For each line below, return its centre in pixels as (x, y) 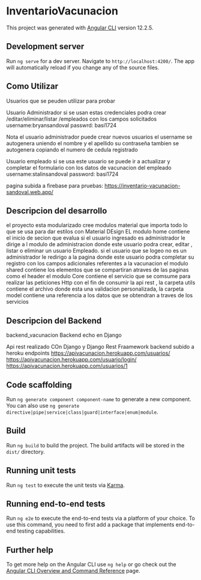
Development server (45, 47)
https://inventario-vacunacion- (142, 186)
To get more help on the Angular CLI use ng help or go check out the (91, 564)
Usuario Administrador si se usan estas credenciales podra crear (86, 112)
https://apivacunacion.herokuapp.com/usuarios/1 (67, 366)
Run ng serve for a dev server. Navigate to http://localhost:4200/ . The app (100, 61)
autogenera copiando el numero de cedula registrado (72, 150)
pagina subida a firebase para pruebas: (55, 186)
